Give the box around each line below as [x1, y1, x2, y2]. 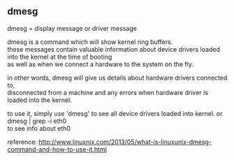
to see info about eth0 [7, 124, 71, 132]
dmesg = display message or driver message [7, 24, 138, 32]
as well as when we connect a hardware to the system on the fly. [7, 59, 194, 68]
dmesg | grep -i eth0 [7, 117, 67, 125]
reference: [7, 138, 37, 146]
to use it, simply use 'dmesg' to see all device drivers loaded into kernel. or [7, 109, 223, 117]
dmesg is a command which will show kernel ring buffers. [7, 38, 173, 46]
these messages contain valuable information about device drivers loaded [7, 45, 220, 53]
